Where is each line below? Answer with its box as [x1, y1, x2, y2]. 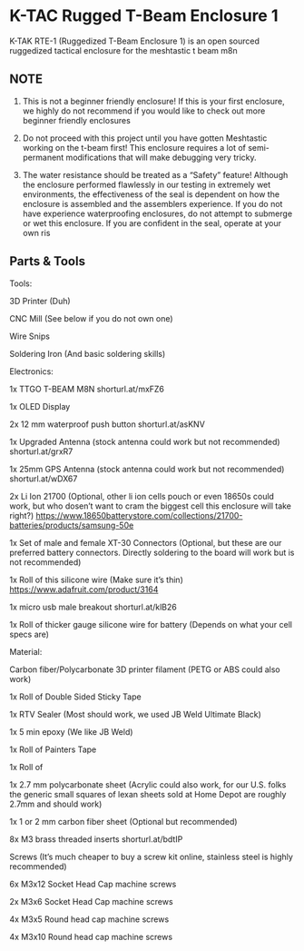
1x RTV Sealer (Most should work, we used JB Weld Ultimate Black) [9, 708, 261, 719]
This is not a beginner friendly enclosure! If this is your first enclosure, [22, 95, 285, 106]
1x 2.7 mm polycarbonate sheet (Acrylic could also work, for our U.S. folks [9, 778, 287, 790]
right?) [9, 510, 34, 520]
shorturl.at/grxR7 [9, 446, 74, 457]
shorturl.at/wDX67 [9, 473, 78, 484]
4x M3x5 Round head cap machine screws [9, 914, 170, 925]
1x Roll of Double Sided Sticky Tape [9, 691, 142, 702]
